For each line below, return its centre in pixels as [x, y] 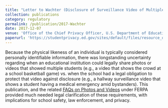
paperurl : [15, 38]
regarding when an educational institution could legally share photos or [78, 63]
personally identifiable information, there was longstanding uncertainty [78, 57]
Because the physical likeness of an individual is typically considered [76, 52]
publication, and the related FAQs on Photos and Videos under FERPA [77, 89]
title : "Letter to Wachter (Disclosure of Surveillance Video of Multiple [85, 10]
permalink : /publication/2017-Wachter [45, 24]
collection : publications [32, 15]
